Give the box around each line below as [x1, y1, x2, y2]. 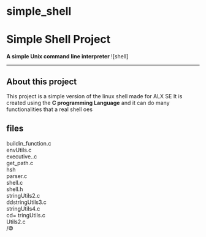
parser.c [6, 172, 28, 179]
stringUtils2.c [6, 192, 40, 199]
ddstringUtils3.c [6, 198, 47, 206]
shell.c [6, 179, 23, 186]
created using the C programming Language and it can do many [6, 99, 170, 106]
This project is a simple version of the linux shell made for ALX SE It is [6, 92, 183, 99]
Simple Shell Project [6, 33, 111, 47]
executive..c [6, 152, 37, 160]
